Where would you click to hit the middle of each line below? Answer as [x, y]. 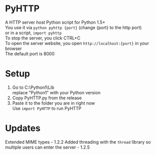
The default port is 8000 [30, 54]
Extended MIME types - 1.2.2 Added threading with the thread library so [78, 142]
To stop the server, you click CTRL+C [43, 38]
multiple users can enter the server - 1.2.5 [47, 147]
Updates [23, 128]
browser [14, 48]
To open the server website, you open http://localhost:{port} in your [77, 43]
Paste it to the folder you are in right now [53, 103]
